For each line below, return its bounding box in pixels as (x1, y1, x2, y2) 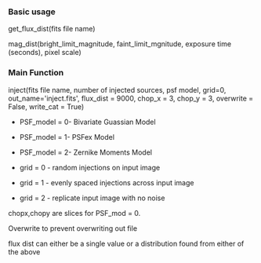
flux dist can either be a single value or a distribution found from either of (8, 239, 245, 248)
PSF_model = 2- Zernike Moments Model (19, 148, 153, 157)
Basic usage (8, 6, 56, 17)
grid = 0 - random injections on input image (19, 163, 161, 172)
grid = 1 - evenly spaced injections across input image (19, 177, 194, 187)
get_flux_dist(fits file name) (8, 24, 96, 34)
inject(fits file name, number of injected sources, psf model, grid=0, (8, 85, 227, 94)
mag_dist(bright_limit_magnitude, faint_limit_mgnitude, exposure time (8, 39, 232, 49)
